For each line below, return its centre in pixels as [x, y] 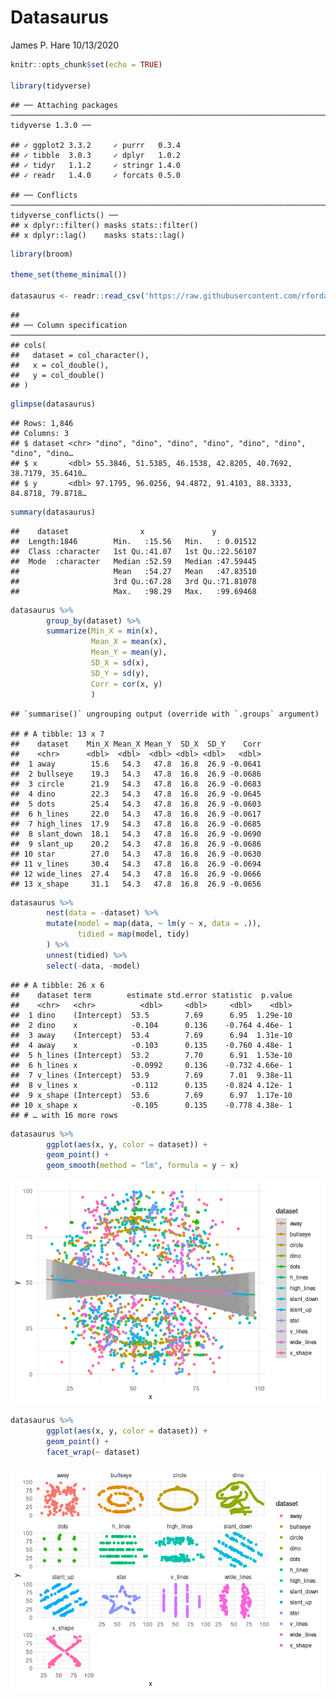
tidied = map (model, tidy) [133, 934]
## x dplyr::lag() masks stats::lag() [98, 235]
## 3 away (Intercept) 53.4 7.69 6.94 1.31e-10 [151, 1035]
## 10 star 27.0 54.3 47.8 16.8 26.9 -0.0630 [136, 854]
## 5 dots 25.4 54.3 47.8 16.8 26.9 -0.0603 [136, 804]
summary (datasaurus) [53, 512]
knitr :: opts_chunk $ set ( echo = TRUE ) [86, 64]
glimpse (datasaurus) [53, 404]
